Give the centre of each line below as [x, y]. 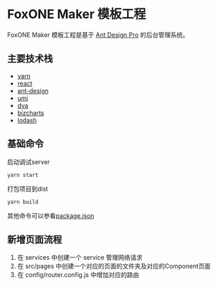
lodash [27, 120]
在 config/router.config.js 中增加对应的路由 [78, 275]
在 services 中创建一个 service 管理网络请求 [80, 258]
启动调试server [29, 162]
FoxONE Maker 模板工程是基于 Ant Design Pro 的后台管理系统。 [98, 35]
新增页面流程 [35, 239]
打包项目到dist [28, 189]
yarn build [23, 202]
